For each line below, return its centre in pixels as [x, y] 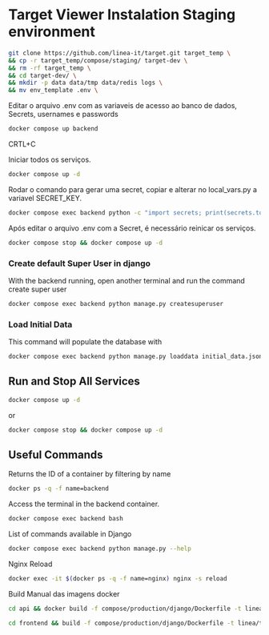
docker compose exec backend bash [66, 519]
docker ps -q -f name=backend [59, 489]
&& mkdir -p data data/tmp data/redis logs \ [85, 83]
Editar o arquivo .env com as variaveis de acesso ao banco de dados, [123, 106]
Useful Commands [56, 454]
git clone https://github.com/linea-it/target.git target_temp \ [119, 53]
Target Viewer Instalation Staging [122, 15]
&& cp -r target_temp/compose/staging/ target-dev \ [98, 60]
